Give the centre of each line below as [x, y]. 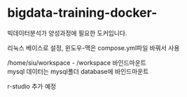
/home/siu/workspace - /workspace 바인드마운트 [77, 62]
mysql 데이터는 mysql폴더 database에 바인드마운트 [78, 71]
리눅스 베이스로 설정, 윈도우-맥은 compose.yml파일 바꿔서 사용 [93, 47]
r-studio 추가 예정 [32, 86]
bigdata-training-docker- [82, 13]
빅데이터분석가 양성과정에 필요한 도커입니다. [67, 33]
